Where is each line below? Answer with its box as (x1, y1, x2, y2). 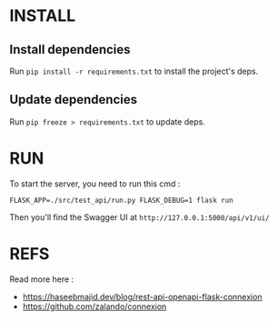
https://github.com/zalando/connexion (22, 301, 167, 312)
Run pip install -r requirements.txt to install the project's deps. (9, 65, 259, 76)
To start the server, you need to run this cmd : (9, 178, 181, 189)
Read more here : (9, 274, 74, 285)
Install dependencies (9, 42, 131, 57)
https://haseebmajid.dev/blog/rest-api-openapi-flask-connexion (22, 291, 263, 302)
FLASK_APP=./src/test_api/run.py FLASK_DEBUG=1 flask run (9, 196, 233, 205)
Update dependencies (9, 92, 138, 107)
